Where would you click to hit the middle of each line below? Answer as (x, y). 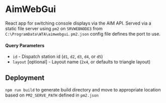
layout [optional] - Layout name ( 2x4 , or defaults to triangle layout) (81, 62)
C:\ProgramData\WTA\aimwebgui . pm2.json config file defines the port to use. (83, 34)
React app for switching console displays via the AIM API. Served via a (78, 23)
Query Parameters (25, 45)
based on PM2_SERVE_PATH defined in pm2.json (52, 95)
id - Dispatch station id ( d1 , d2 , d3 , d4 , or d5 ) (58, 57)
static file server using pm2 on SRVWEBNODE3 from (54, 28)
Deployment (25, 78)
